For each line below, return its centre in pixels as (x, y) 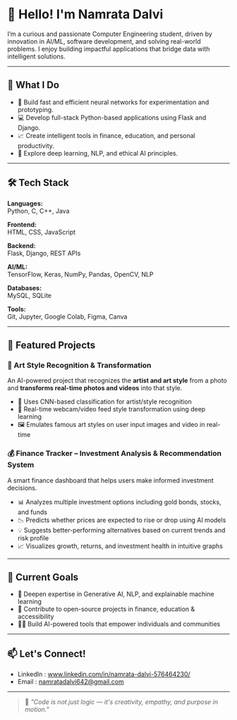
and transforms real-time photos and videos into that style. (95, 388)
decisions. (22, 488)
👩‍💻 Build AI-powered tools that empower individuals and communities (119, 624)
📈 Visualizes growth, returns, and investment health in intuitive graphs (120, 546)
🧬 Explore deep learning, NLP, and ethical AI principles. (98, 153)
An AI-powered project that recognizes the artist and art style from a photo (117, 380)
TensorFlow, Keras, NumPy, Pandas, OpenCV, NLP (80, 274)
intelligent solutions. (36, 56)
